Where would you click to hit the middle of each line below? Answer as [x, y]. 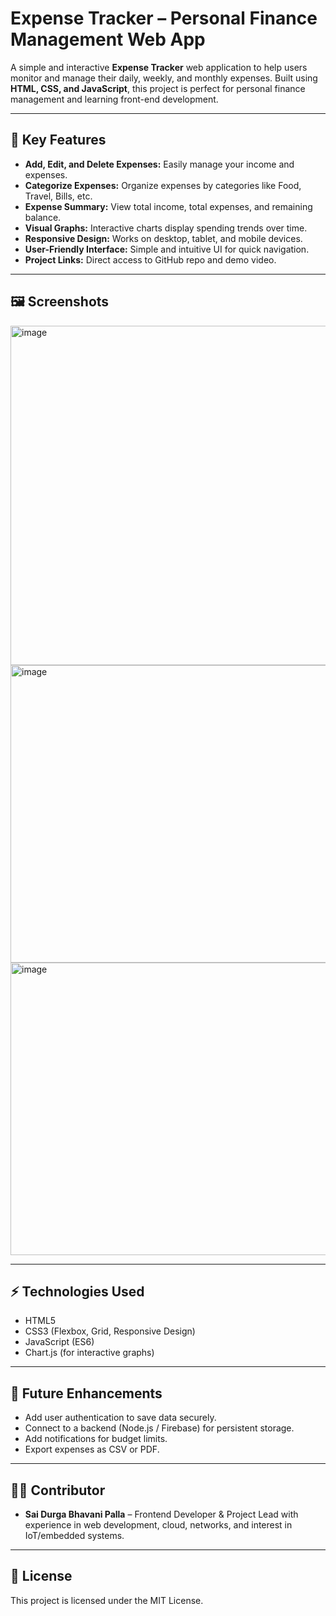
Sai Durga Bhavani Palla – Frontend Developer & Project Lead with [161, 1514]
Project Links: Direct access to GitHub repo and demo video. [150, 259]
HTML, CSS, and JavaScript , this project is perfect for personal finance [158, 88]
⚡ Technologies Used [77, 1291]
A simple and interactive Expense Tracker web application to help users [159, 67]
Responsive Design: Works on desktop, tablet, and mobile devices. [163, 238]
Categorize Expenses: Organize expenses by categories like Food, [163, 185]
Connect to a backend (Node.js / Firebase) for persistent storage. [159, 1428]
